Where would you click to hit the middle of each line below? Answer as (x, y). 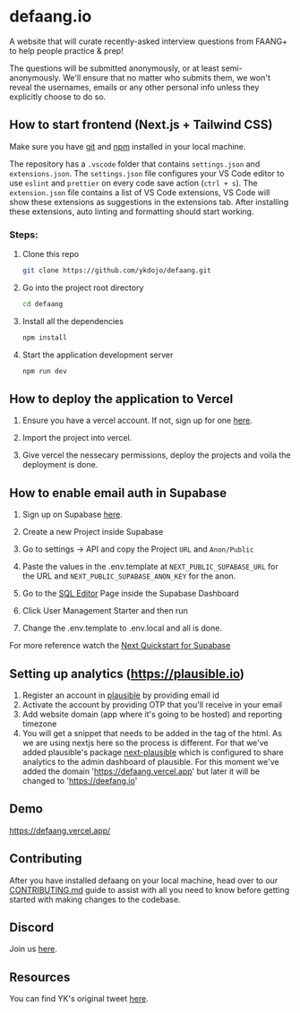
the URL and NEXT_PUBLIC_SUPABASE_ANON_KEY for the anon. (129, 576)
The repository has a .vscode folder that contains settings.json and (135, 164)
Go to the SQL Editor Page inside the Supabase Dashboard (130, 594)
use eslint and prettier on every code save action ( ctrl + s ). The (133, 183)
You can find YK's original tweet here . (79, 999)
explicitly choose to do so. (58, 97)
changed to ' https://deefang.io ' (80, 780)
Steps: (24, 235)
